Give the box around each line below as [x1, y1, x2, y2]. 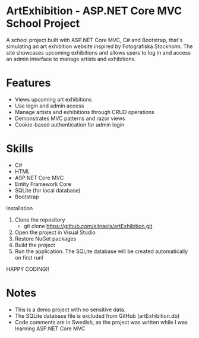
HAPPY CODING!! [6, 266, 49, 273]
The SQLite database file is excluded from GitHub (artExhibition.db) [14, 312, 180, 319]
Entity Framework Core [14, 180, 71, 188]
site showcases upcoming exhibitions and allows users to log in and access [6, 49, 191, 56]
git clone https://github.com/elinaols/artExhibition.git [23, 222, 153, 229]
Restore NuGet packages [14, 235, 77, 242]
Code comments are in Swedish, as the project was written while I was [14, 318, 188, 326]
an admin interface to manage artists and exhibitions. [6, 55, 137, 62]
